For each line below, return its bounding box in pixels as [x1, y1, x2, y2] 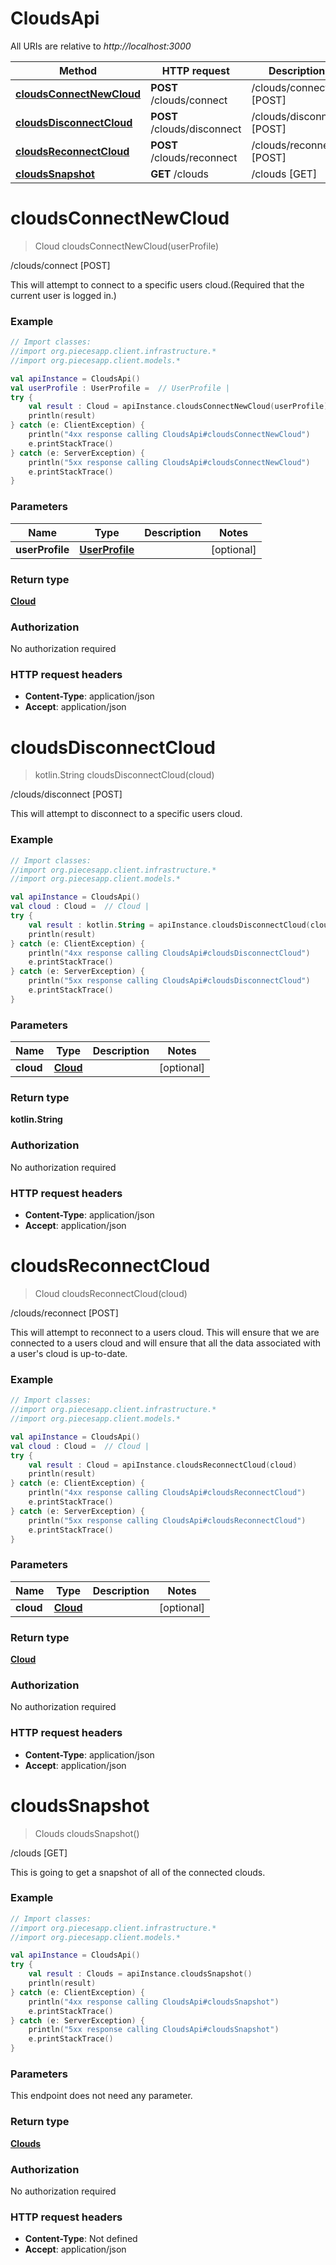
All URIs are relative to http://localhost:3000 [10, 40, 192, 52]
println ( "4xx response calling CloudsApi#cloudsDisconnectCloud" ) [28, 948, 311, 958]
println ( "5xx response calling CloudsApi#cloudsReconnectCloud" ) [28, 1515, 307, 1526]
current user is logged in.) [10, 289, 117, 301]
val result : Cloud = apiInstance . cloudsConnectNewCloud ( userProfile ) [28, 402, 329, 412]
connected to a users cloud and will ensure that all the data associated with [10, 1337, 321, 1349]
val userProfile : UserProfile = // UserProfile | [10, 383, 230, 393]
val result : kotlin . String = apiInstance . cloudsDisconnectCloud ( [28, 920, 311, 930]
